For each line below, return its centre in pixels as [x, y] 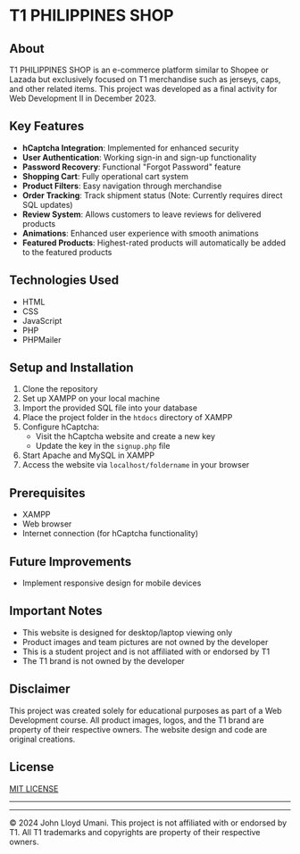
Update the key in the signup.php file [103, 446]
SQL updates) [47, 204]
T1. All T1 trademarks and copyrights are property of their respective [135, 832]
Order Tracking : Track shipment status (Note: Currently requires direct [152, 195]
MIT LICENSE [34, 788]
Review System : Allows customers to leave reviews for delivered [142, 214]
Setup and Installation [71, 368]
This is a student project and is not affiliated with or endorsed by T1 [146, 651]
